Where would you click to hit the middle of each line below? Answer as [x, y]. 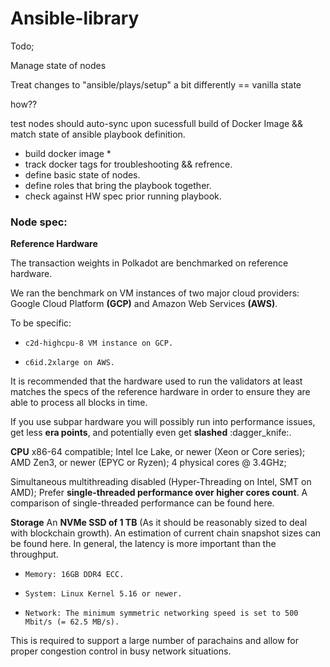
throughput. [34, 554]
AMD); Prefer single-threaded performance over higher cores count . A [159, 493]
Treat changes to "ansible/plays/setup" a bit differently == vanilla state [156, 84]
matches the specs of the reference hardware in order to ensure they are [160, 392]
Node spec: [39, 222]
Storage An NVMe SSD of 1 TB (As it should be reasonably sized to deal [159, 523]
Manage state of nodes [58, 65]
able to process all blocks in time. [79, 403]
